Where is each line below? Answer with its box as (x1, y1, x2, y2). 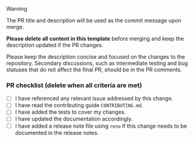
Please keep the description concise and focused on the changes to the (6, 53, 186, 60)
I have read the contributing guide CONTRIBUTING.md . (15, 102, 143, 109)
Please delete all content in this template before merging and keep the (6, 35, 184, 42)
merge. (6, 24, 24, 30)
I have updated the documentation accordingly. (15, 115, 133, 123)
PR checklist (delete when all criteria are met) (6, 81, 142, 90)
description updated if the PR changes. (6, 42, 104, 48)
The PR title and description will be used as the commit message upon (6, 17, 181, 24)
